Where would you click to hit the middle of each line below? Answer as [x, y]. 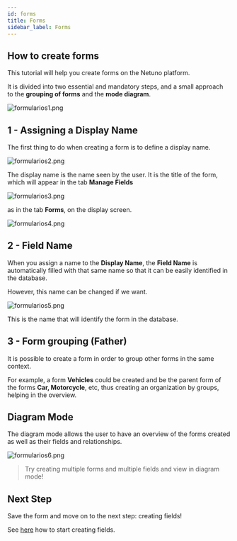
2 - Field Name [40, 246]
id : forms [22, 14]
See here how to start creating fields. [61, 530]
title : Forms [27, 21]
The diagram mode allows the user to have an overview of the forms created [119, 434]
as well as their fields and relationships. [65, 442]
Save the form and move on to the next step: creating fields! [95, 516]
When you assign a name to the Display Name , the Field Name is [103, 262]
